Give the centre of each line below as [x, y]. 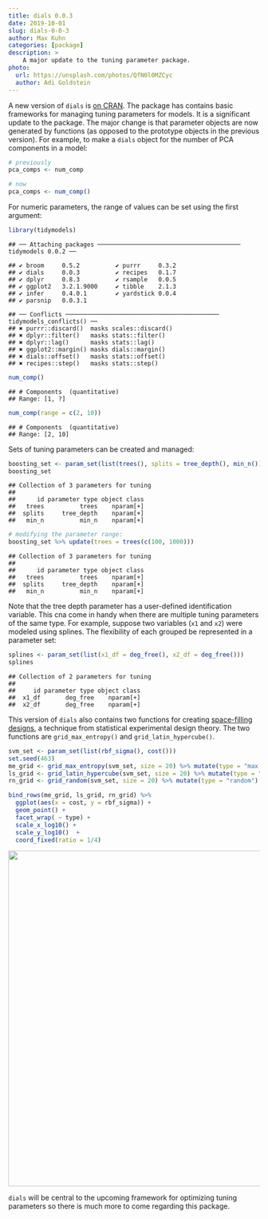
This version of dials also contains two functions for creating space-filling [130, 719]
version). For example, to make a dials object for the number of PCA [121, 139]
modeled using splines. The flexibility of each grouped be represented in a [130, 631]
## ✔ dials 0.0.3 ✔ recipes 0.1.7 [93, 273]
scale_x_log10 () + [46, 825]
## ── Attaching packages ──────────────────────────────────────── [124, 245]
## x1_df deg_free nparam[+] [75, 697]
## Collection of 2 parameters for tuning [80, 676]
